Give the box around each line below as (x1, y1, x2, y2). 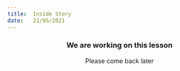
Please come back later (85, 56, 154, 65)
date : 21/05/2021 (7, 17, 65, 24)
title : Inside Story (7, 10, 72, 18)
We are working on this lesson (66, 40, 173, 50)
